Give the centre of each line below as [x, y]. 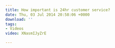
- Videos [15, 29]
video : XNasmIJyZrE [26, 33]
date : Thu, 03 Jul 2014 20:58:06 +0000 [48, 15]
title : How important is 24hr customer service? [58, 10]
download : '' [19, 19]
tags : [11, 24]
